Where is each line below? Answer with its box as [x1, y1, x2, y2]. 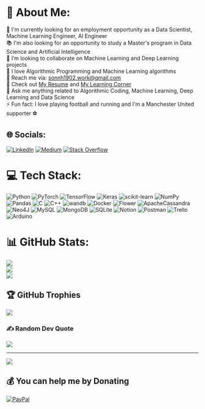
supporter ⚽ [6, 110, 38, 117]
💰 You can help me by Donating [6, 376, 129, 386]
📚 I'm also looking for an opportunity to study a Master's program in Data [6, 39, 192, 47]
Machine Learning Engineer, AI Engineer [6, 32, 108, 39]
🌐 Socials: [6, 130, 46, 140]
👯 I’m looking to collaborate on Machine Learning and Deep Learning [6, 54, 179, 62]
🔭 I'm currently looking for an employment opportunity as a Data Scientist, [6, 26, 193, 33]
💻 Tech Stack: [6, 168, 82, 182]
